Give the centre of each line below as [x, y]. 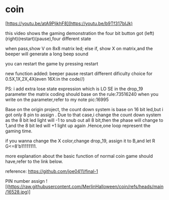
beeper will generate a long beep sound [47, 54]
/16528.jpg [16, 192]
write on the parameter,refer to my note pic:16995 [57, 99]
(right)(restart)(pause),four [33, 39]
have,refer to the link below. [34, 161]
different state [76, 39]
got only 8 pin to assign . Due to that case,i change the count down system [83, 115]
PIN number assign [25, 181]
